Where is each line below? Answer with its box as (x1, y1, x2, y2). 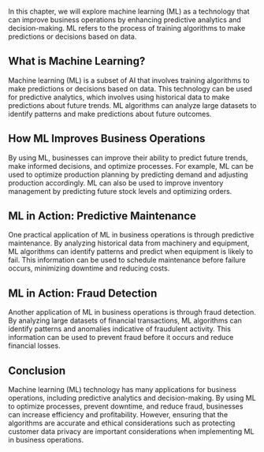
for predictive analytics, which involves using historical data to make (8, 92, 230, 102)
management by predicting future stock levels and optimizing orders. (8, 186, 232, 196)
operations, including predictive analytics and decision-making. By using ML (8, 394, 256, 403)
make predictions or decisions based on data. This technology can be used (8, 84, 252, 93)
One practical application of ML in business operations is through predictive (8, 230, 255, 240)
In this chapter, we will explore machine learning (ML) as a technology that (8, 7, 250, 16)
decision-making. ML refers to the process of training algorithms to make (8, 24, 246, 32)
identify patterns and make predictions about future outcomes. (8, 109, 212, 118)
